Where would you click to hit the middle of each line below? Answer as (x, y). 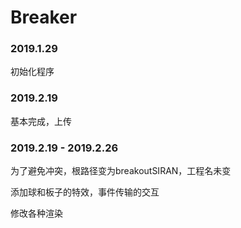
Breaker (44, 17)
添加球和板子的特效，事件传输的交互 (85, 192)
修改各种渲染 (36, 213)
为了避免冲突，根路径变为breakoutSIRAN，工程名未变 (121, 171)
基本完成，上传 (41, 121)
